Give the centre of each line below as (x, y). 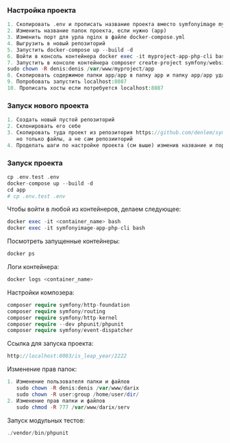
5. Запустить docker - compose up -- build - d (70, 50)
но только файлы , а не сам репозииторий (75, 139)
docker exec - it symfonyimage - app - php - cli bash (76, 228)
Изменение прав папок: (42, 369)
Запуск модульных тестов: (46, 420)
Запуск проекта (35, 163)
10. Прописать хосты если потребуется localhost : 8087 (86, 88)
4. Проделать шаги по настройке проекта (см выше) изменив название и (110, 145)
